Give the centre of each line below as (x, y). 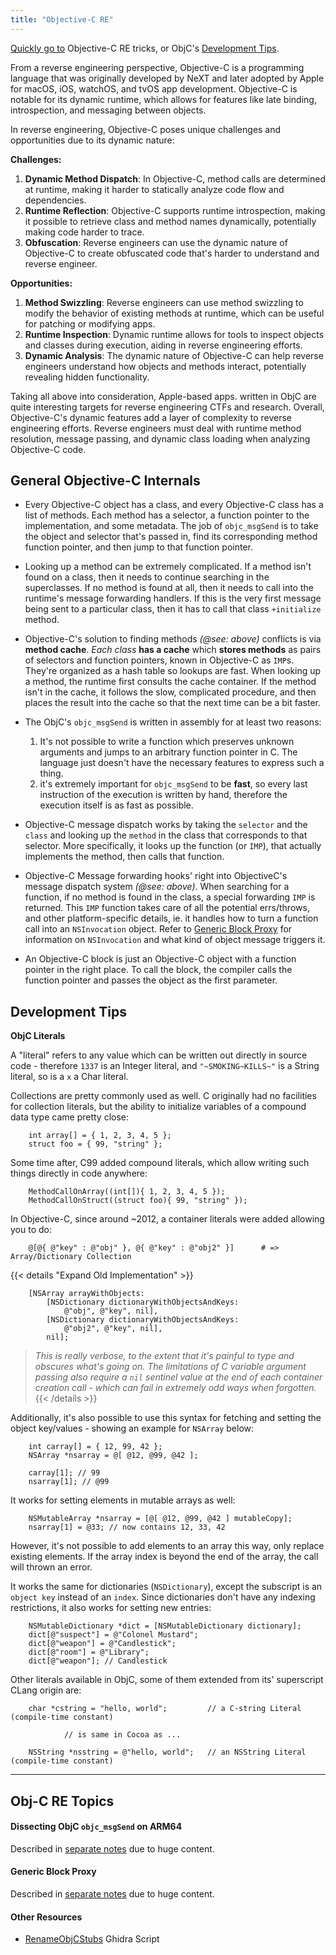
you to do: (31, 1230)
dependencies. (55, 200)
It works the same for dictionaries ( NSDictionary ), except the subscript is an (166, 1587)
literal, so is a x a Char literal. (69, 1077)
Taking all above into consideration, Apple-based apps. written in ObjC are (163, 396)
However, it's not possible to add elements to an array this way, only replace (167, 1546)
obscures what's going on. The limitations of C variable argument (170, 1367)
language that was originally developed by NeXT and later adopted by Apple (167, 78)
